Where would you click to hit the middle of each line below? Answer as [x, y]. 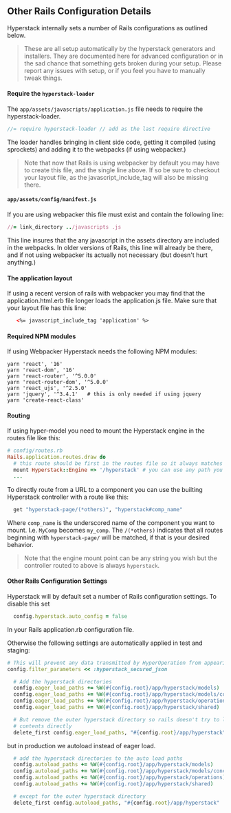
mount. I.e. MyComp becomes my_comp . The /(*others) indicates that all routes [115, 530]
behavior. [20, 544]
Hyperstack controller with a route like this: [68, 497]
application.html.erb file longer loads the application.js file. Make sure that [112, 301]
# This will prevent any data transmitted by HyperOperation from [104, 663]
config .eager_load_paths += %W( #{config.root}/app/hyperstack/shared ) [117, 708]
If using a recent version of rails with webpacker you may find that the [106, 294]
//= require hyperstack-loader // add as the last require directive [109, 129]
